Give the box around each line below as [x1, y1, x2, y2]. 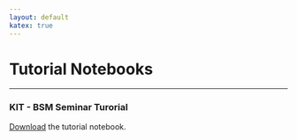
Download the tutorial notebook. [9, 121, 126, 132]
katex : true [9, 21, 53, 30]
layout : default [9, 12, 69, 22]
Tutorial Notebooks [9, 59, 153, 79]
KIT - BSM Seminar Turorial [9, 101, 128, 114]
